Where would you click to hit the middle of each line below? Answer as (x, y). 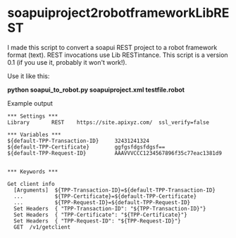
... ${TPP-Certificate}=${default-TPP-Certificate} (105, 196)
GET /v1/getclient (42, 227)
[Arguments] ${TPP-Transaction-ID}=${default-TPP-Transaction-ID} (115, 190)
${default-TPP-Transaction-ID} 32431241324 (79, 141)
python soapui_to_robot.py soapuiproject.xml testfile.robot (96, 89)
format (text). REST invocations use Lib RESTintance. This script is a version (118, 55)
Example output (30, 103)
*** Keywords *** (33, 171)
